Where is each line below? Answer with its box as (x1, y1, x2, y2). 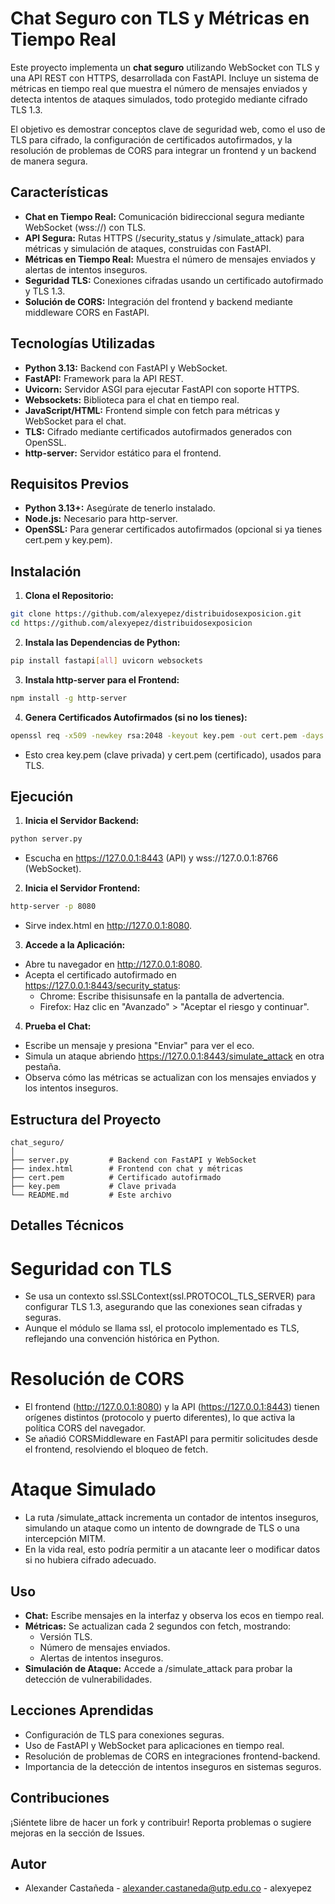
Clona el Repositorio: (24, 590, 114, 602)
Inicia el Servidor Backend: (24, 815, 140, 827)
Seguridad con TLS (10, 1257, 173, 1280)
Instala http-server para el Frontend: (24, 673, 180, 686)
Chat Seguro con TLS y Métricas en (10, 7, 310, 30)
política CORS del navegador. (24, 1422, 146, 1434)
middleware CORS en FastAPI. (24, 306, 150, 318)
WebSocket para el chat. (24, 415, 127, 427)
